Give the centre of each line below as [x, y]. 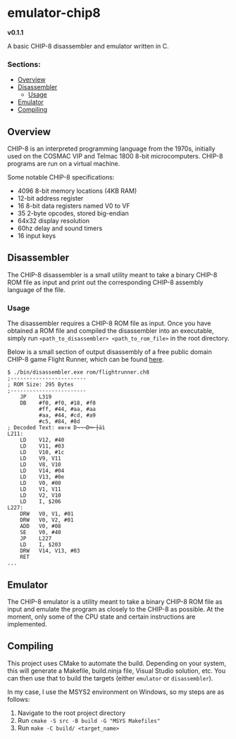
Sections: [24, 64]
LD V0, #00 [41, 484]
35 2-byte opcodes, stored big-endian [73, 213]
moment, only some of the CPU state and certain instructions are [101, 617]
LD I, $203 [41, 545]
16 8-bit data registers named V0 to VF [74, 206]
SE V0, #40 [41, 533]
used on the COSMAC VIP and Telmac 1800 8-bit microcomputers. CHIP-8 [115, 156]
